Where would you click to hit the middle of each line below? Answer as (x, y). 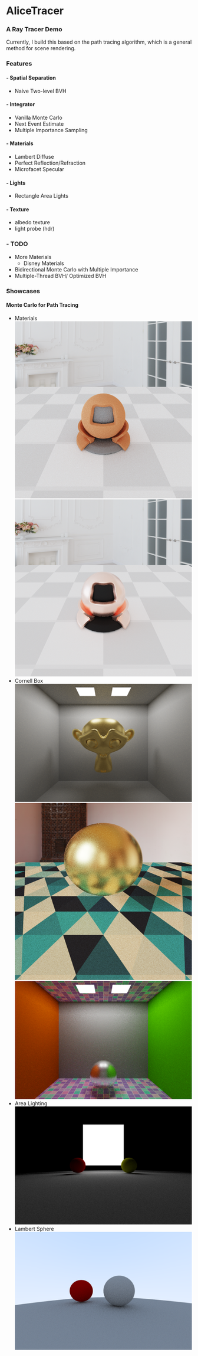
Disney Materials (44, 263)
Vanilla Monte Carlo (39, 117)
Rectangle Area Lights (42, 196)
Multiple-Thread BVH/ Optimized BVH (60, 276)
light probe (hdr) (34, 229)
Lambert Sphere (34, 1229)
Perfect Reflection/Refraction (50, 163)
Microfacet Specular (39, 169)
